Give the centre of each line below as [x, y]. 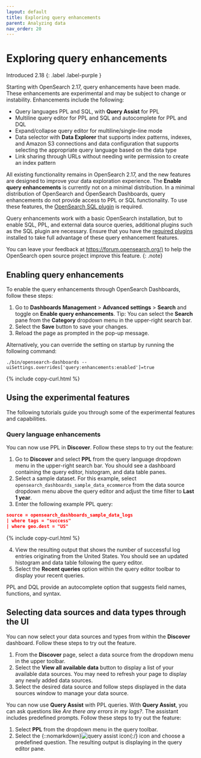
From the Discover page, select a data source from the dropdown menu [104, 654]
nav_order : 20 [24, 29]
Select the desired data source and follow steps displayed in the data [100, 687]
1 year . [23, 498]
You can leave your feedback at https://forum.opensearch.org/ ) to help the [99, 249]
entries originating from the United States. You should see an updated [101, 556]
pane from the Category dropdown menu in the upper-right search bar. [104, 320]
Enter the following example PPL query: [64, 504]
